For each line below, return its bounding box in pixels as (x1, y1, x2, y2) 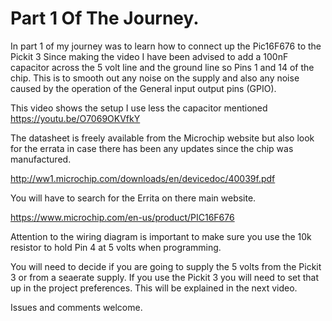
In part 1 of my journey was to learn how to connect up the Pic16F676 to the (10, 40, 322, 52)
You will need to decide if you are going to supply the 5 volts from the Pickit (10, 260, 322, 272)
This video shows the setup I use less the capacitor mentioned (10, 102, 268, 114)
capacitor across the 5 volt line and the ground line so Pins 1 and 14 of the (10, 61, 315, 73)
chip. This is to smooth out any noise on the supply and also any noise (10, 72, 300, 84)
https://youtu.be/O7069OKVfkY (10, 112, 141, 124)
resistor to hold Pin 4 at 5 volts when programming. (10, 241, 222, 253)
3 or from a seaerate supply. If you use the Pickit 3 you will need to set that (10, 271, 320, 283)
